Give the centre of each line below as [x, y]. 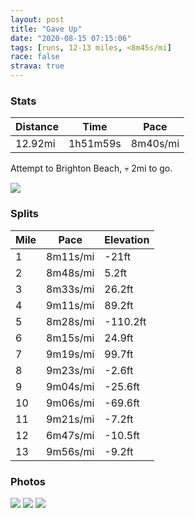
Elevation [127, 239]
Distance [37, 127]
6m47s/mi [70, 435]
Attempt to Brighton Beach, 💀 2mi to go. [91, 168]
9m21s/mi [70, 419]
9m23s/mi [70, 370]
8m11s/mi [70, 256]
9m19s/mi [70, 354]
